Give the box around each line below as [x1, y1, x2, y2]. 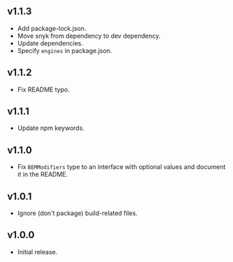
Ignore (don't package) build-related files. [17, 209, 138, 217]
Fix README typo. [17, 85, 70, 94]
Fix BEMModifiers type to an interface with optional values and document [17, 163, 226, 171]
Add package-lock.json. [17, 24, 87, 32]
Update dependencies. [17, 38, 84, 48]
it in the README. [17, 170, 68, 179]
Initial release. [17, 247, 58, 256]
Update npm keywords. [17, 124, 85, 132]
